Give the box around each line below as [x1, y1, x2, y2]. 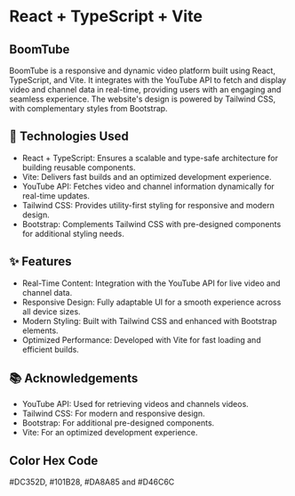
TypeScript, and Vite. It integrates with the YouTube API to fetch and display [9, 75, 287, 85]
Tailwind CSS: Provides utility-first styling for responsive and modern [21, 199, 275, 210]
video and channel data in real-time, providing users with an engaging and [9, 85, 282, 94]
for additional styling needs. [21, 228, 124, 239]
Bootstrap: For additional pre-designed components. [21, 418, 215, 428]
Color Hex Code [9, 452, 99, 468]
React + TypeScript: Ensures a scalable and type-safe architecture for [21, 152, 278, 163]
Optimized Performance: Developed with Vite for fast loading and [21, 334, 261, 345]
